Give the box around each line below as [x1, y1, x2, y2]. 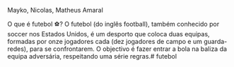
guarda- [204, 38, 228, 45]
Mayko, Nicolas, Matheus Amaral [7, 6, 104, 14]
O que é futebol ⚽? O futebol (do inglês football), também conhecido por [7, 20, 220, 28]
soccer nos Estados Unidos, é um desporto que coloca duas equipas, [7, 30, 210, 38]
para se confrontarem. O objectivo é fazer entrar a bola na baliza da [29, 45, 228, 53]
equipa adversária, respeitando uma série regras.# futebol [7, 52, 177, 60]
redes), [7, 45, 28, 53]
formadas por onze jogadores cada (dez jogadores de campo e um [7, 38, 203, 45]
